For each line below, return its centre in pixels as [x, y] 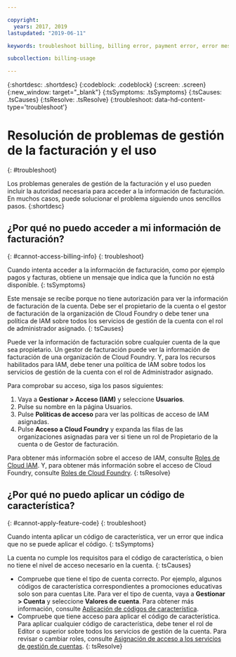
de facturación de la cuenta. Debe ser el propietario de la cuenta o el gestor [117, 306]
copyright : [23, 20]
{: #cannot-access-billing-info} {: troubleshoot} [76, 256]
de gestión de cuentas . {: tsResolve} [70, 646]
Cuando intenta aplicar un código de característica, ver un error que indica [115, 537]
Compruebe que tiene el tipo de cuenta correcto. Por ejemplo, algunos [120, 579]
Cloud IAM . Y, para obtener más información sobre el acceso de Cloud [110, 465]
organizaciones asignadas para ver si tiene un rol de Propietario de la [118, 437]
